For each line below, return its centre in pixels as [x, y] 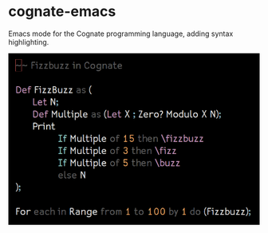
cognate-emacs [62, 12]
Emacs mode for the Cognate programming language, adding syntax [121, 34]
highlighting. [29, 41]
